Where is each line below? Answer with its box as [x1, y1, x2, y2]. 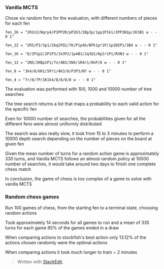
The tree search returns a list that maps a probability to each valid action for [5, 101, 159, 107]
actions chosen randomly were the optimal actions [5, 239, 107, 245]
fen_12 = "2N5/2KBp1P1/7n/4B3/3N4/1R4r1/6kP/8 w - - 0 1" [5, 60, 127, 65]
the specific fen [5, 106, 37, 112]
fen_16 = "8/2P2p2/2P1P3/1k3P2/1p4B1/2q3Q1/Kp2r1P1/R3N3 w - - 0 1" [5, 51, 149, 57]
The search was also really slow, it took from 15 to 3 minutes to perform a [5, 130, 154, 137]
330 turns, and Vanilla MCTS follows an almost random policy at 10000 [5, 156, 149, 162]
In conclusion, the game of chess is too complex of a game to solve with [5, 176, 152, 182]
